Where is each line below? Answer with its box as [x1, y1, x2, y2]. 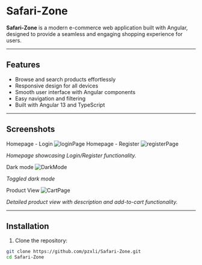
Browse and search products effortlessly [14, 76, 116, 83]
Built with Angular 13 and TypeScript [14, 101, 105, 109]
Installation [6, 221, 49, 231]
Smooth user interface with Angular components [14, 88, 136, 95]
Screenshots [6, 124, 55, 134]
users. [6, 37, 22, 44]
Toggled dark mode [6, 175, 55, 182]
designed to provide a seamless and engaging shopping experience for [6, 30, 183, 37]
